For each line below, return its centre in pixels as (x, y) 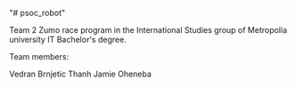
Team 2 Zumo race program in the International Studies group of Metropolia (148, 30)
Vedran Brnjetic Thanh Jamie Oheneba (80, 74)
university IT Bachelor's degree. (68, 40)
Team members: (39, 56)
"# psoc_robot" (37, 13)
